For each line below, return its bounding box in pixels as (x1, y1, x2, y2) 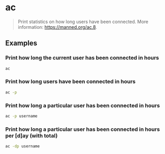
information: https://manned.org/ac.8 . (17, 24, 97, 30)
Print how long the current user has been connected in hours (5, 54, 159, 62)
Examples (5, 39, 37, 48)
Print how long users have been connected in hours (5, 78, 136, 85)
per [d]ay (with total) (5, 132, 58, 139)
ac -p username (5, 113, 38, 119)
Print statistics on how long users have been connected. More (17, 18, 149, 25)
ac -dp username (5, 144, 40, 149)
